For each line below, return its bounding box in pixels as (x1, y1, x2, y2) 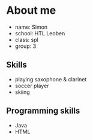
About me (6, 4, 56, 17)
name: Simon (14, 23, 48, 31)
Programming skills (6, 106, 80, 116)
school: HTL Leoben (14, 29, 65, 36)
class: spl (14, 36, 39, 43)
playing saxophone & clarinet (14, 75, 87, 83)
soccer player (14, 82, 49, 89)
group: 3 (14, 42, 37, 50)
